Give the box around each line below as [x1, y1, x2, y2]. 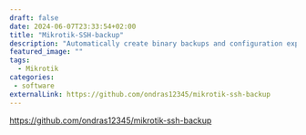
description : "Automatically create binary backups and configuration [9, 38, 283, 48]
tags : [9, 56, 30, 65]
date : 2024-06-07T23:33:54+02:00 [9, 22, 137, 31]
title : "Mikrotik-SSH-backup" [9, 30, 125, 39]
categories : [9, 73, 55, 82]
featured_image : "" [9, 47, 84, 57]
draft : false [9, 13, 59, 23]
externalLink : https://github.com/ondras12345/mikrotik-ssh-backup [9, 89, 271, 99]
